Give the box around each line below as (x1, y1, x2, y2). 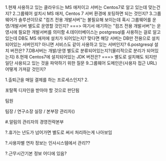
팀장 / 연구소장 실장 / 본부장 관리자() (5, 108, 76, 114)
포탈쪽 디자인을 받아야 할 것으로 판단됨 (5, 87, 80, 93)
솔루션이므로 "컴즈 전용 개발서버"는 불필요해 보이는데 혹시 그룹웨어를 (18, 17, 152, 22)
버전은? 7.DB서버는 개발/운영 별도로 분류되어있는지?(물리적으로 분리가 (10, 48, 146, 54)
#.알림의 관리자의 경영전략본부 (5, 119, 64, 125)
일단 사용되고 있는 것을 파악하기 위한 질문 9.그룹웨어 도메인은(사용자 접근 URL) (5, 60, 158, 66)
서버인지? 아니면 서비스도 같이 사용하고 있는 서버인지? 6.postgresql (22, 42, 153, 47)
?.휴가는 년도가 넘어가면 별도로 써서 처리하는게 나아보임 (5, 129, 112, 135)
